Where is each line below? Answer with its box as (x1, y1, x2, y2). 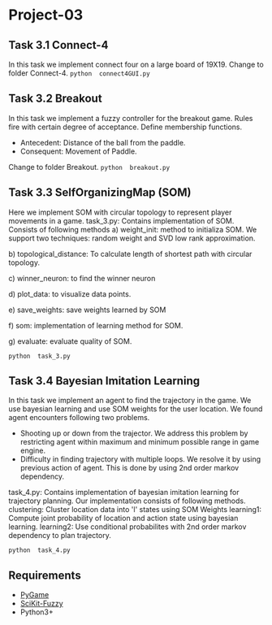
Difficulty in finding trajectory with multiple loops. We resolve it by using (19, 454, 261, 464)
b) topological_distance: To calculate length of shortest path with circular (8, 249, 253, 258)
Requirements (8, 568, 81, 582)
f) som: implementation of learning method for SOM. (8, 320, 183, 330)
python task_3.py (8, 352, 71, 360)
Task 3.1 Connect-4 (8, 38, 109, 52)
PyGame (19, 590, 50, 600)
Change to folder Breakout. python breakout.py (8, 162, 171, 171)
